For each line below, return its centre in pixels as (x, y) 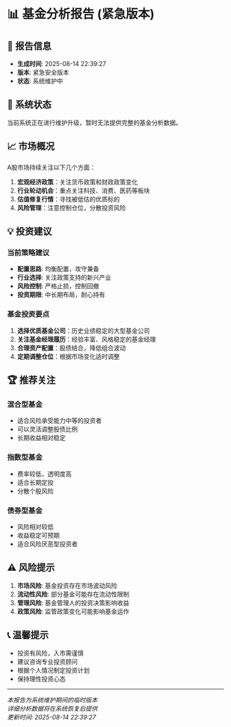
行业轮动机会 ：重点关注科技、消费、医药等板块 (83, 191)
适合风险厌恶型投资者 (47, 543)
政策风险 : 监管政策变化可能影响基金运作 (73, 611)
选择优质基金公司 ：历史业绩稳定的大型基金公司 (83, 330)
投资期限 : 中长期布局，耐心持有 (61, 295)
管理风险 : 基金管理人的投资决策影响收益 (73, 603)
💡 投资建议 (30, 231)
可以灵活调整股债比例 (47, 429)
